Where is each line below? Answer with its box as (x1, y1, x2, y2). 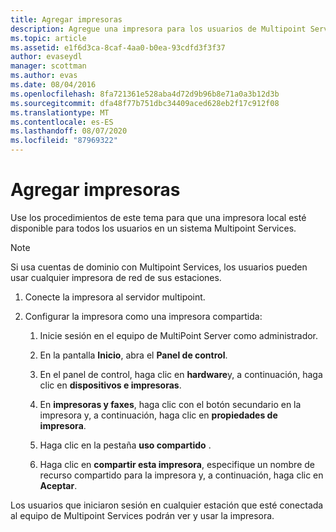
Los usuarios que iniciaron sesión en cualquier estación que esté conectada (10, 499, 324, 511)
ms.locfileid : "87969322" (10, 136, 118, 146)
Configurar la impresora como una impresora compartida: (24, 310, 263, 322)
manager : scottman (10, 61, 87, 71)
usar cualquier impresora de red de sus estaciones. (10, 271, 222, 283)
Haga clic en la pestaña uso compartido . (39, 439, 212, 451)
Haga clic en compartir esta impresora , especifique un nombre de (39, 458, 315, 470)
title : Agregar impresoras (10, 14, 123, 25)
